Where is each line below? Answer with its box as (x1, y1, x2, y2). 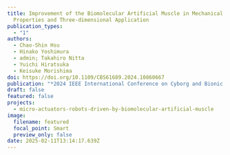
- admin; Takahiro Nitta (13, 55, 85, 62)
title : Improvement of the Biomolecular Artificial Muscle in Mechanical (7, 10, 224, 17)
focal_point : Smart (13, 125, 70, 132)
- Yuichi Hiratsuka (13, 61, 70, 68)
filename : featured (13, 118, 70, 126)
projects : (7, 99, 36, 106)
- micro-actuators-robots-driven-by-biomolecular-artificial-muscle (13, 106, 214, 112)
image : (7, 112, 26, 119)
